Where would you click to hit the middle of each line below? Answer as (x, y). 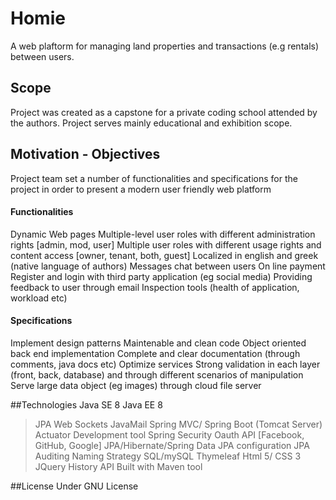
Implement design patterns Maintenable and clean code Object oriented (158, 343)
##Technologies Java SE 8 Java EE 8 (86, 404)
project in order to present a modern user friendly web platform (141, 189)
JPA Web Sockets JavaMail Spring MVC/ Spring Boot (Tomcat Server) (178, 424)
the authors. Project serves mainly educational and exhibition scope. (151, 123)
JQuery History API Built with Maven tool (118, 466)
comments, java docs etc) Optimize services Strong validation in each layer (165, 364)
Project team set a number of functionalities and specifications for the (154, 178)
